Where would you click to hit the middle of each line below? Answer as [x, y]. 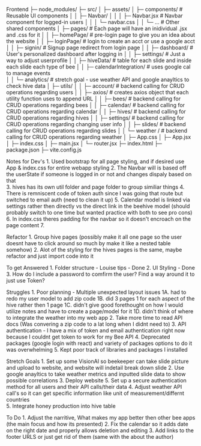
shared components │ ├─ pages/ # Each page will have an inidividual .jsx [97, 28]
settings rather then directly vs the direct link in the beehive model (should [98, 206]
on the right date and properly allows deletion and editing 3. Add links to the [100, 430]
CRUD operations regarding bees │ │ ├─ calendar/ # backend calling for [95, 105]
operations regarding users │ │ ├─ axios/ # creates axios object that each [97, 92]
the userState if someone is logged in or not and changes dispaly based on [99, 174]
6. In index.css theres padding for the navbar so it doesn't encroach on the [98, 219]
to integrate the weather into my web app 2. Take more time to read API [94, 318]
